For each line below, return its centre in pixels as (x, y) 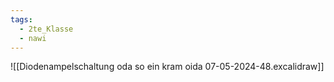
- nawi (33, 38)
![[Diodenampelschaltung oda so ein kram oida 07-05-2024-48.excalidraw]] (167, 67)
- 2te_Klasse (46, 29)
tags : (21, 19)
